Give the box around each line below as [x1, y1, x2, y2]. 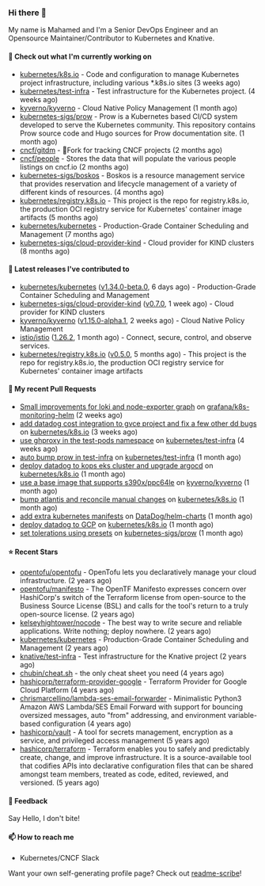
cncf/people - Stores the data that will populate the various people [19, 154, 237, 163]
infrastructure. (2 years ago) [19, 576, 112, 586]
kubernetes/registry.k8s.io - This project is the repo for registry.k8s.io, [19, 196, 250, 205]
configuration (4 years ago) [42, 719, 132, 728]
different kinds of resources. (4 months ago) [19, 187, 165, 197]
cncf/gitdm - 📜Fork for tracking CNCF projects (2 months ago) [19, 145, 223, 155]
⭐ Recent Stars [8, 547, 59, 556]
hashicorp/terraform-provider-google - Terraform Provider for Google [19, 677, 248, 686]
